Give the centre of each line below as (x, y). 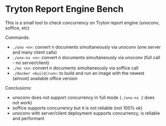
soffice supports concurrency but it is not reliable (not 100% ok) (77, 108)
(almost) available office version (45, 78)
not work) (22, 102)
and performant (28, 118)
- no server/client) (31, 63)
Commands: (18, 37)
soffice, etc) (17, 28)
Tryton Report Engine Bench (64, 9)
